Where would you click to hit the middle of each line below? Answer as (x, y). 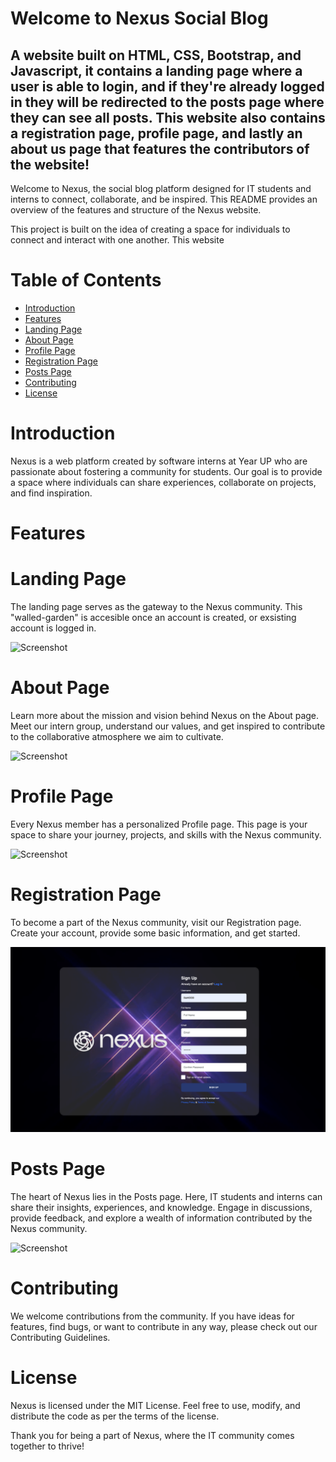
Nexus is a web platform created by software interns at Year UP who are (159, 461)
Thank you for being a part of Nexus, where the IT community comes (152, 1435)
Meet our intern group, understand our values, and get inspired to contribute (168, 726)
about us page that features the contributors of (160, 148)
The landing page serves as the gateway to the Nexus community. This (156, 606)
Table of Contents (86, 280)
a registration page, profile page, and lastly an (156, 133)
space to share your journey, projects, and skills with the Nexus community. (166, 834)
